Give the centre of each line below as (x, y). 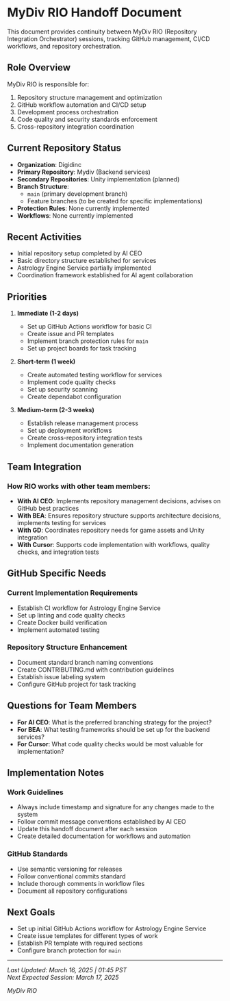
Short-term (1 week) (46, 362)
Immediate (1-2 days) (48, 314)
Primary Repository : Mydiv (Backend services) (84, 172)
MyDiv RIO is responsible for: (48, 84)
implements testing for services (62, 522)
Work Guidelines (35, 792)
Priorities (27, 297)
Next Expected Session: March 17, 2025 (63, 978)
